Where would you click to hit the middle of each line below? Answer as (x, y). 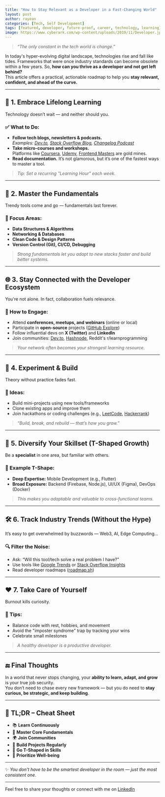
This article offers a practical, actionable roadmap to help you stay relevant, (82, 77)
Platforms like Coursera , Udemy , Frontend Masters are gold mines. (80, 154)
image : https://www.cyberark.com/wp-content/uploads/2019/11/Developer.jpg (84, 33)
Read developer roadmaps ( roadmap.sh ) (53, 570)
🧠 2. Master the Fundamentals (52, 193)
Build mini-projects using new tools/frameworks (61, 403)
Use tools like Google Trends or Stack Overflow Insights (69, 565)
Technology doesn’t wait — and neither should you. (57, 114)
